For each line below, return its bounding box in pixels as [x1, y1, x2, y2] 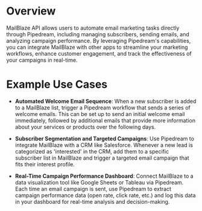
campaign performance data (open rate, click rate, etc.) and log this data [14, 192, 196, 199]
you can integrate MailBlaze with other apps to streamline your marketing [6, 44, 188, 51]
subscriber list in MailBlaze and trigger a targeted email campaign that [14, 154, 189, 161]
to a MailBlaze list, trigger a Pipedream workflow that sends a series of [14, 104, 191, 111]
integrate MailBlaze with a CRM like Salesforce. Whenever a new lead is [14, 141, 193, 149]
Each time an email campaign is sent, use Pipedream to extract [14, 185, 172, 192]
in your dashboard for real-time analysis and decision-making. [14, 198, 170, 205]
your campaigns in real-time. [6, 56, 78, 63]
